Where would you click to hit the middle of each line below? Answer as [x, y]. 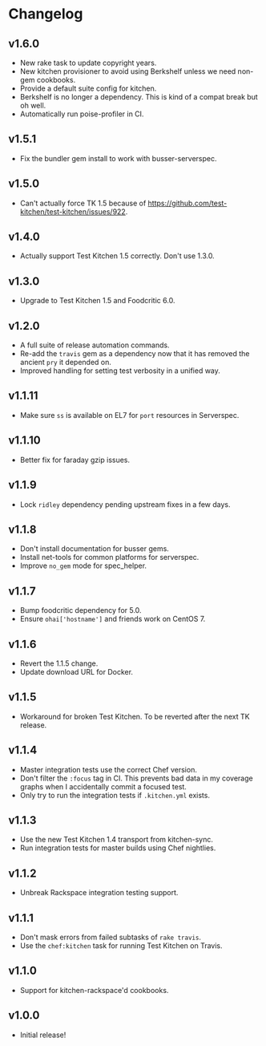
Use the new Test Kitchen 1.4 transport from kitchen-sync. [117, 840]
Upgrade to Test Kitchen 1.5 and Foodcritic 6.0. [97, 301]
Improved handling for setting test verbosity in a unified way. [120, 371]
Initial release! [43, 1035]
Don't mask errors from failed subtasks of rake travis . [111, 937]
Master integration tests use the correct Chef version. [109, 769]
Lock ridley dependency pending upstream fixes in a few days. [125, 504]
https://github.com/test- [187, 203]
